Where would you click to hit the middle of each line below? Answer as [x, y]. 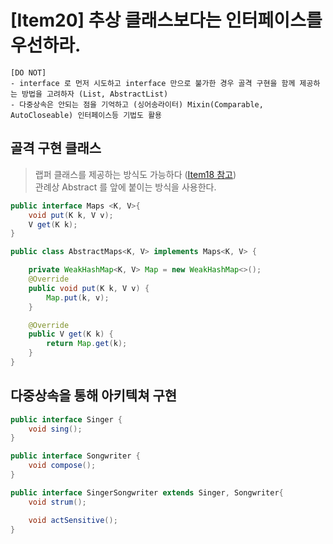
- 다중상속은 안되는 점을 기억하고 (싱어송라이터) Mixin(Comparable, [137, 104]
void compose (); [62, 466]
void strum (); [57, 502]
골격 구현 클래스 [56, 148]
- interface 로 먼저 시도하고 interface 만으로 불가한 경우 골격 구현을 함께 [153, 83]
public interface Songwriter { [75, 456]
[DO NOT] [28, 72]
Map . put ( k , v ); [78, 297]
